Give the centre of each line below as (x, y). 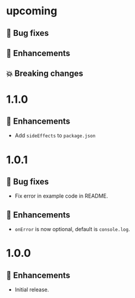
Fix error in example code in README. (61, 196)
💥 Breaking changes (45, 74)
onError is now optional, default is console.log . (72, 229)
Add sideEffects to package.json (55, 136)
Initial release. (32, 290)
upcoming (32, 11)
